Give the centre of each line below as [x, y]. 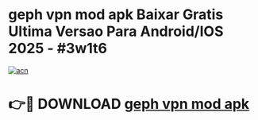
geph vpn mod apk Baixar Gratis [116, 15]
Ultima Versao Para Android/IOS [116, 31]
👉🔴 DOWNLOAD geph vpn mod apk [129, 104]
